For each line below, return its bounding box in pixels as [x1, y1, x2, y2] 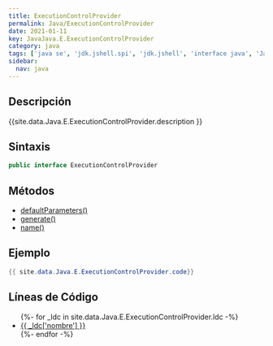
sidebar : [8, 58, 38, 66]
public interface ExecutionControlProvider [8, 162, 158, 170]
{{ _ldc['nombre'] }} [19, 320, 86, 330]
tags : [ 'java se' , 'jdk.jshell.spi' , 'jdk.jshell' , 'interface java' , [8, 50, 253, 58]
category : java [8, 42, 60, 50]
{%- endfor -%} [19, 329, 74, 339]
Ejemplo [8, 246, 50, 260]
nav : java [15, 65, 49, 73]
